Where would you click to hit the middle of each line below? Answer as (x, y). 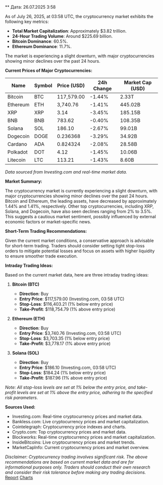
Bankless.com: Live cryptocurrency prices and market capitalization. (81, 422)
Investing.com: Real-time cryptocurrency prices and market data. (77, 416)
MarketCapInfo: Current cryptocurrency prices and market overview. (81, 447)
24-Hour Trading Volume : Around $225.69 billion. (62, 36)
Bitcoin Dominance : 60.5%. (40, 41)
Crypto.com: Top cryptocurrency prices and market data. (69, 432)
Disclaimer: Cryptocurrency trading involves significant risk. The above (76, 457)
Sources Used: (20, 407)
